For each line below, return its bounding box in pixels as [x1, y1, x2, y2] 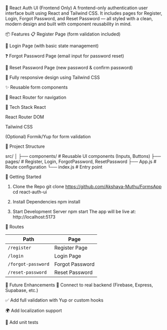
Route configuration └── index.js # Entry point [5, 164, 103, 170]
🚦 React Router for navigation [5, 94, 67, 100]
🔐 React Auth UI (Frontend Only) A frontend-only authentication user [5, 5, 148, 11]
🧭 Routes [5, 224, 24, 230]
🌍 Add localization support [5, 308, 62, 313]
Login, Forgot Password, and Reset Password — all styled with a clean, [5, 16, 153, 21]
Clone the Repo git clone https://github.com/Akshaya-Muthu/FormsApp [12, 184, 162, 189]
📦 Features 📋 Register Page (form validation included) [5, 31, 121, 37]
